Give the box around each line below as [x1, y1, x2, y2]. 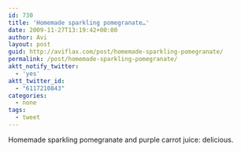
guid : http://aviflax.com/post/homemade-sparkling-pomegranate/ [8, 48, 224, 56]
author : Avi [8, 33, 47, 42]
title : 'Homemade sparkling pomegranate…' [8, 19, 150, 27]
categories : [8, 92, 47, 100]
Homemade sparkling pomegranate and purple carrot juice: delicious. [8, 135, 234, 144]
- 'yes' [15, 70, 41, 78]
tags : [8, 107, 26, 114]
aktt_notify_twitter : [8, 63, 80, 71]
